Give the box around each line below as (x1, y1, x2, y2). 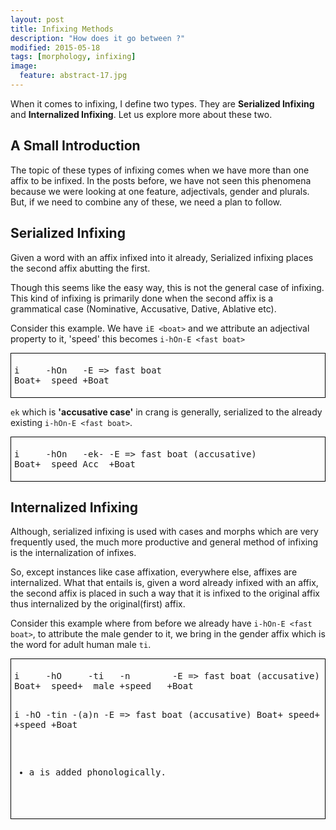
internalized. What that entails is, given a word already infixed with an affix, (10, 577, 319, 589)
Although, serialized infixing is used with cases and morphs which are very (10, 526, 319, 538)
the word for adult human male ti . (10, 639, 152, 651)
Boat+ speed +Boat (14, 374, 110, 386)
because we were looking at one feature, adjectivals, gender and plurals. (10, 185, 310, 197)
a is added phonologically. (28, 767, 167, 778)
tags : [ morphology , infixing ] (10, 52, 137, 62)
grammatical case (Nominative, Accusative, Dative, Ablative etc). (10, 302, 277, 315)
